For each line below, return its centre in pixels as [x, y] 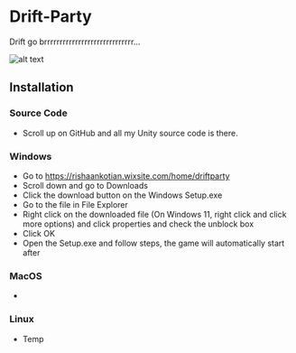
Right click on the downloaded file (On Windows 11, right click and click [154, 214]
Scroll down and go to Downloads [85, 185]
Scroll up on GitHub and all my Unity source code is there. [130, 133]
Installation [42, 88]
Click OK [39, 233]
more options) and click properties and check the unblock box [138, 224]
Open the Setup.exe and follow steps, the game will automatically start [153, 243]
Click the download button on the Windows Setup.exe [122, 195]
